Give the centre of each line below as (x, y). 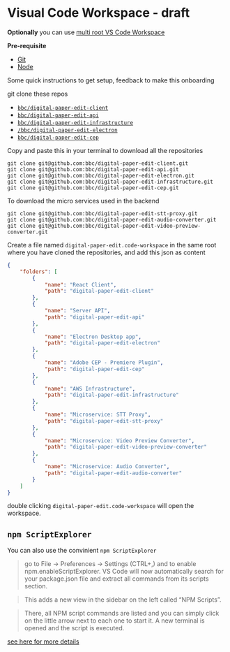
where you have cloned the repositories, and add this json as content (106, 252)
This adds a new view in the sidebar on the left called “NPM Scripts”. (123, 600)
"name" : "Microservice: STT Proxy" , (98, 415)
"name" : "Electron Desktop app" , (93, 337)
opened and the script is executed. (74, 628)
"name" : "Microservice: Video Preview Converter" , (120, 441)
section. (36, 586)
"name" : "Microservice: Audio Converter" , (107, 467)
